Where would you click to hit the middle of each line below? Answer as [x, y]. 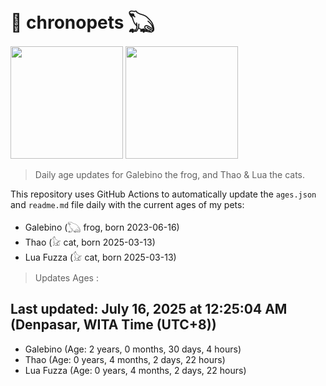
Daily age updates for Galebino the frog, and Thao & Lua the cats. [170, 174]
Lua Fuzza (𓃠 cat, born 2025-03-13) [100, 257]
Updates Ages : [66, 277]
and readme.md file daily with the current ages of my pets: [127, 204]
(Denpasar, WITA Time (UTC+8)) [113, 325]
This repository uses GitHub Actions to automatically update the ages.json [163, 194]
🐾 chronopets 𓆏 [82, 22]
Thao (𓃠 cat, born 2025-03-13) [90, 242]
